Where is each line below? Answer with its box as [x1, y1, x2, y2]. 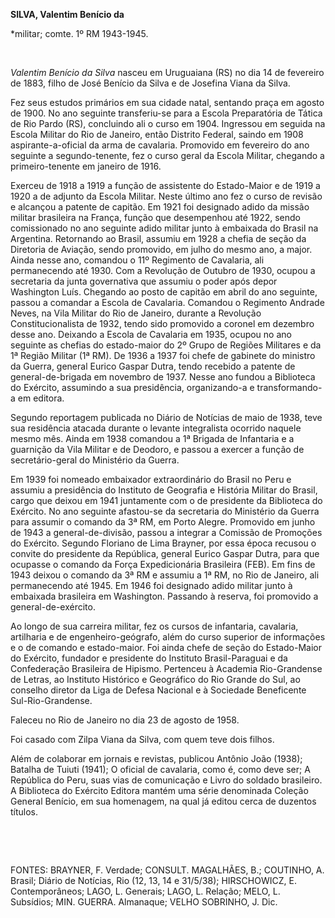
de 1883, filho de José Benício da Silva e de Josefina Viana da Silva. [10, 77, 291, 89]
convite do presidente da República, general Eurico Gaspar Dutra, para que [10, 548, 320, 559]
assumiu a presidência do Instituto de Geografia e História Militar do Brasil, [10, 484, 318, 496]
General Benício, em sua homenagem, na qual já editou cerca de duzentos [10, 795, 317, 807]
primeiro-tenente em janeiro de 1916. [10, 160, 162, 172]
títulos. [10, 806, 39, 818]
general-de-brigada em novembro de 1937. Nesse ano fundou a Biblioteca [10, 371, 316, 383]
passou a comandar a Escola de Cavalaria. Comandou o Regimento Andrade [10, 297, 325, 308]
